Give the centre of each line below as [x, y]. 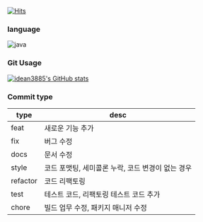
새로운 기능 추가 [69, 128]
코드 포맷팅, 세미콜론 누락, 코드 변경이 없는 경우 [118, 168]
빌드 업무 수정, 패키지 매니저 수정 [95, 207]
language [24, 29]
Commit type [30, 97]
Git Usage [25, 63]
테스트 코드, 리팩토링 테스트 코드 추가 [102, 194]
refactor [24, 180]
